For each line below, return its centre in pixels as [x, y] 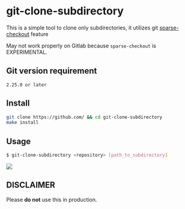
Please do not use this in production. [52, 199]
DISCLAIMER [31, 185]
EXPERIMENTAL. [27, 52]
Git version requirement [52, 71]
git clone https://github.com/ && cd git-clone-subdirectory [84, 117]
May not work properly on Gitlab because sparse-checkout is [81, 46]
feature [40, 34]
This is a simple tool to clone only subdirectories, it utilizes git [82, 28]
